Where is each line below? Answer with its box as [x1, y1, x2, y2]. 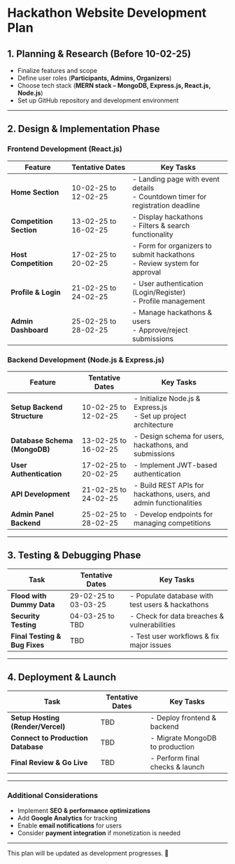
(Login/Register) [131, 287, 186, 297]
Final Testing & [10, 631, 62, 641]
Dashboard [10, 325, 49, 335]
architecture [134, 420, 173, 430]
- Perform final [150, 753, 200, 763]
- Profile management [131, 296, 205, 306]
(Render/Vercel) [10, 722, 66, 731]
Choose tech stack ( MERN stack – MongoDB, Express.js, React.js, [17, 81, 211, 89]
